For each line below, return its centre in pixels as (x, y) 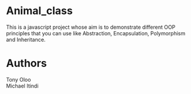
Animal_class (39, 11)
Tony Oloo (19, 79)
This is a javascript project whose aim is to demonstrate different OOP (91, 27)
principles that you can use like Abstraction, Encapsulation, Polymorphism (96, 33)
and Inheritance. (26, 39)
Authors (26, 63)
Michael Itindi (22, 86)
